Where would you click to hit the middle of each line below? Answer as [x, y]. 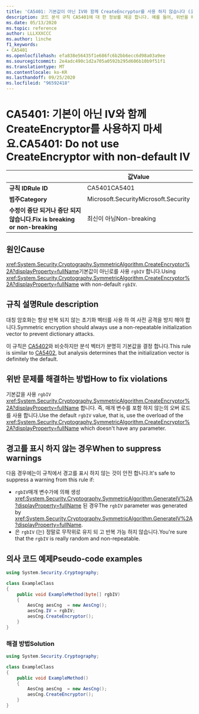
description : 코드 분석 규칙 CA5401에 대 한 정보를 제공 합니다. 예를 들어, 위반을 [97, 17]
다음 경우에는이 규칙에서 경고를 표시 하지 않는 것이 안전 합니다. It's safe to [91, 473]
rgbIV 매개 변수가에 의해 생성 [48, 492]
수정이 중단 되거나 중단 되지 [45, 210]
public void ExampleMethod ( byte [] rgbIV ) [68, 594]
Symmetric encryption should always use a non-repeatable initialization [104, 327]
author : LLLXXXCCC [29, 34]
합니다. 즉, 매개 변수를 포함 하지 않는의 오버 [130, 408]
